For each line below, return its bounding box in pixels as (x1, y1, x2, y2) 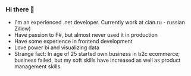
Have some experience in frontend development (14, 38, 133, 45)
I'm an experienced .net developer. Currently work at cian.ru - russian (14, 19, 185, 26)
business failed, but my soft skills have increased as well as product (14, 56, 181, 64)
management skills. (14, 63, 62, 70)
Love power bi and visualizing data (14, 44, 99, 51)
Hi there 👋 (5, 5, 35, 14)
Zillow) (14, 25, 31, 32)
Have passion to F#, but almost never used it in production (14, 31, 158, 39)
